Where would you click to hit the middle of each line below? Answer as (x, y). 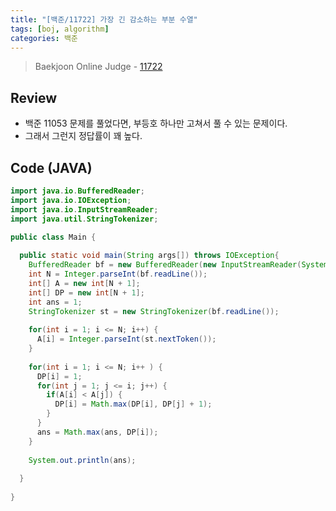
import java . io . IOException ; (71, 200)
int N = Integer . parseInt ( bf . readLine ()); (118, 274)
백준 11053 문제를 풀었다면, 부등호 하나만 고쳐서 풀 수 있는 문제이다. (156, 123)
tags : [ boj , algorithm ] (60, 29)
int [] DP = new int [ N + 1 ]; (86, 292)
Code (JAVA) (51, 167)
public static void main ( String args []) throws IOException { (149, 256)
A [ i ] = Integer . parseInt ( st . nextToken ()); (126, 339)
